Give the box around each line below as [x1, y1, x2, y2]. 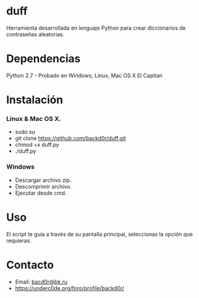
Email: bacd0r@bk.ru [14, 278, 68, 285]
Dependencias [6, 52, 81, 66]
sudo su [14, 128, 36, 135]
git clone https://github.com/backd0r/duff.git [14, 135, 127, 142]
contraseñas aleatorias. [6, 30, 65, 37]
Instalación [6, 93, 63, 107]
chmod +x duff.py [14, 141, 59, 149]
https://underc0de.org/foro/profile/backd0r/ [14, 284, 125, 291]
